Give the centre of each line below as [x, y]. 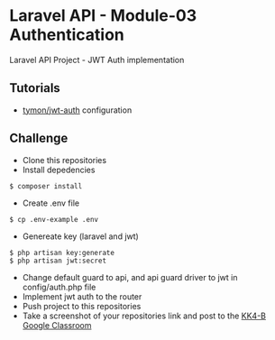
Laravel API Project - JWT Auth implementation [97, 60]
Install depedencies [59, 170]
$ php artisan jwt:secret [58, 261]
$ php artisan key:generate [62, 253]
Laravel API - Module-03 [103, 16]
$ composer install [46, 186]
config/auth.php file [59, 287]
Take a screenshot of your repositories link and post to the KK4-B [144, 316]
